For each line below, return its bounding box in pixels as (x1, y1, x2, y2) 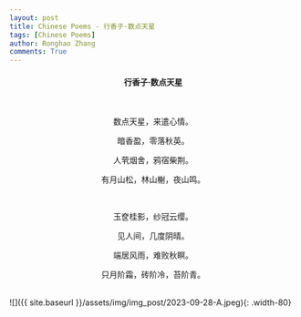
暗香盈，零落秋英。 (117, 136, 190, 147)
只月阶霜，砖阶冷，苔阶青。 (101, 270, 205, 281)
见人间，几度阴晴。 (117, 230, 190, 241)
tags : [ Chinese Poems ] (9, 30, 96, 39)
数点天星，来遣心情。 (113, 116, 193, 128)
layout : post (9, 13, 59, 23)
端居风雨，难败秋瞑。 (113, 250, 193, 261)
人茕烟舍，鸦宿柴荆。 (113, 155, 193, 166)
